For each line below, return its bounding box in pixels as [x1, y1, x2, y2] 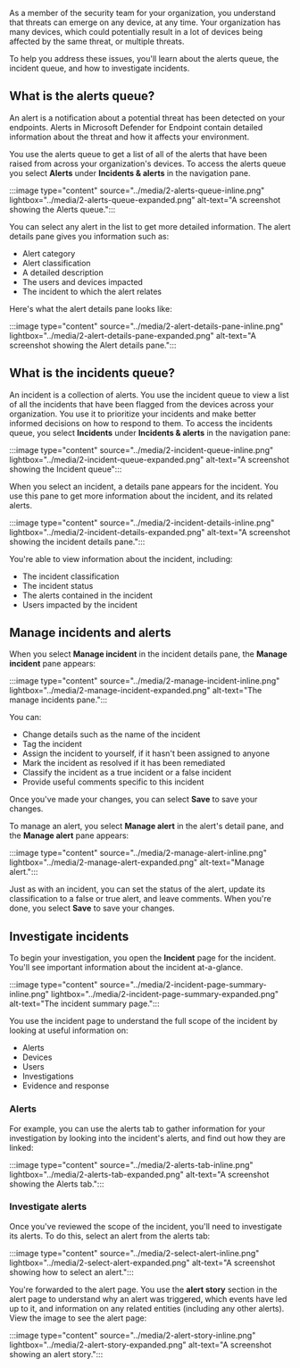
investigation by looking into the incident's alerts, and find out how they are [9, 1132, 286, 1143]
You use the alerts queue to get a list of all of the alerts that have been [9, 148, 268, 159]
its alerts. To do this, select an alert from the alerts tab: [9, 1230, 211, 1241]
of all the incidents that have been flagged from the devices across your [9, 399, 274, 409]
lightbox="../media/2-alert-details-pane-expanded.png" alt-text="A [9, 330, 256, 340]
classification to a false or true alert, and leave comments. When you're [9, 894, 272, 904]
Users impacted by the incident [21, 599, 138, 610]
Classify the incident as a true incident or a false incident [21, 768, 232, 778]
